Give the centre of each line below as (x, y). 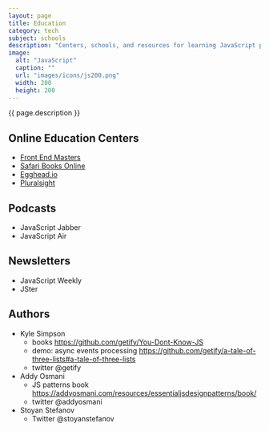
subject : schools (37, 38)
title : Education (37, 23)
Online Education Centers (74, 138)
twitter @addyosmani (67, 401)
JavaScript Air (43, 236)
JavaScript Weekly (51, 280)
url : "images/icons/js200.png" (68, 75)
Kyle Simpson (42, 333)
